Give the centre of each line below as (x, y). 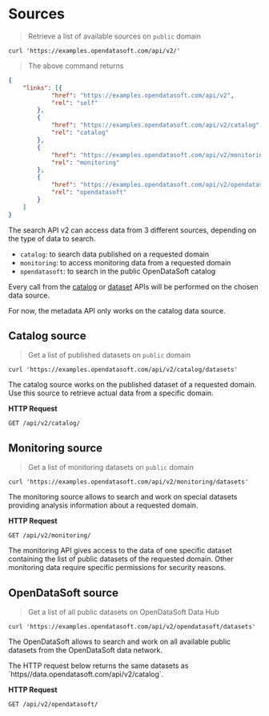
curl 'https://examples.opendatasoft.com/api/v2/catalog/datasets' (123, 370)
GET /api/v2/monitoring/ (50, 536)
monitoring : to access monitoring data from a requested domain (125, 262)
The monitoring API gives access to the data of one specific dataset (120, 551)
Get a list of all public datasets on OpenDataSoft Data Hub (123, 612)
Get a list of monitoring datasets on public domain (111, 467)
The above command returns (76, 66)
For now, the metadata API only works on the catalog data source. (117, 310)
